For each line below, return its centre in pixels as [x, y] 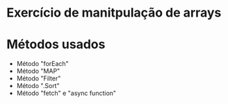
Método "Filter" [39, 78]
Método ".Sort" [38, 86]
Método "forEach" [42, 64]
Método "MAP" [38, 71]
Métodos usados [56, 45]
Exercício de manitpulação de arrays [114, 13]
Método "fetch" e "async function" [66, 93]
